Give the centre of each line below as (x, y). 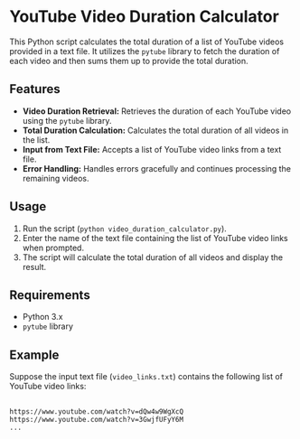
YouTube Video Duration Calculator (145, 17)
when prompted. (53, 248)
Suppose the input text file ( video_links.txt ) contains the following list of (146, 377)
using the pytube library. (67, 120)
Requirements (50, 295)
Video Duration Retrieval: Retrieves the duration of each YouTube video (157, 111)
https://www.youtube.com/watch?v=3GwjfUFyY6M (96, 420)
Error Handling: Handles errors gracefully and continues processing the (157, 168)
